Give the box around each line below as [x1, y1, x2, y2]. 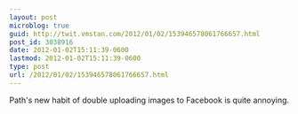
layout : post [9, 12, 58, 22]
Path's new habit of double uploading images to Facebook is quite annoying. [9, 95, 290, 105]
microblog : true [9, 21, 69, 30]
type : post [9, 63, 50, 72]
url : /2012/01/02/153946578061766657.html [9, 71, 169, 80]
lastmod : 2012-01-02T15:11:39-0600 [9, 54, 141, 63]
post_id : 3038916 [9, 37, 74, 47]
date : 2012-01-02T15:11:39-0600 [9, 46, 129, 55]
